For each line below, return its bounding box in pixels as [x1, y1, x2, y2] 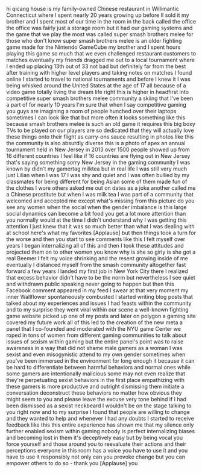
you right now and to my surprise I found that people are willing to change [6, 409, 190, 415]
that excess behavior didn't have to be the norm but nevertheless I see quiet [6, 274, 196, 281]
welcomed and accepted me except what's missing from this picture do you [6, 197, 195, 204]
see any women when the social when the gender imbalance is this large [6, 204, 187, 210]
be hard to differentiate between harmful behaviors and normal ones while [6, 364, 191, 371]
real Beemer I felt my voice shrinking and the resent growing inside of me [6, 255, 188, 262]
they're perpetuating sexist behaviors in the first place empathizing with [6, 377, 185, 383]
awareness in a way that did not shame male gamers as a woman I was [6, 345, 183, 351]
